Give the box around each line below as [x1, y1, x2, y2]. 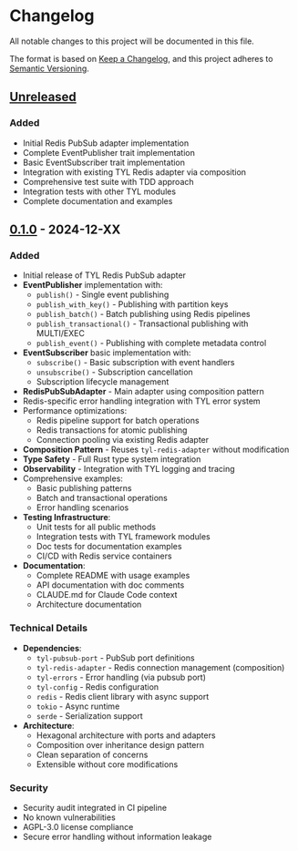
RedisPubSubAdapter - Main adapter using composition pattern [22, 386, 264, 397]
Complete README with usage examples [36, 570, 190, 581]
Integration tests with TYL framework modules [36, 531, 211, 542]
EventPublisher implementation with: [22, 280, 163, 291]
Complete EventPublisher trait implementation [22, 147, 196, 158]
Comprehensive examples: [22, 473, 123, 484]
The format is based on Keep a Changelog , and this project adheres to [9, 53, 273, 64]
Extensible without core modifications [36, 758, 179, 770]
